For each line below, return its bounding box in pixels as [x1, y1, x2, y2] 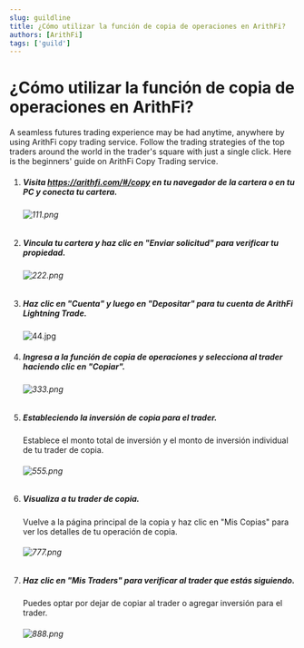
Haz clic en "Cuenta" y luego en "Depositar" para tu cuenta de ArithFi [22, 298, 293, 309]
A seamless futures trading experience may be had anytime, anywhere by [9, 127, 285, 138]
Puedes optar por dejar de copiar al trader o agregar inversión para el [22, 598, 283, 609]
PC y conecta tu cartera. [22, 186, 118, 197]
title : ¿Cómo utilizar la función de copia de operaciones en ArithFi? [9, 22, 286, 31]
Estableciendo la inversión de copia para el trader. [22, 412, 218, 423]
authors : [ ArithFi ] [9, 30, 83, 39]
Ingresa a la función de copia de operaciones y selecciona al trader [22, 351, 283, 362]
